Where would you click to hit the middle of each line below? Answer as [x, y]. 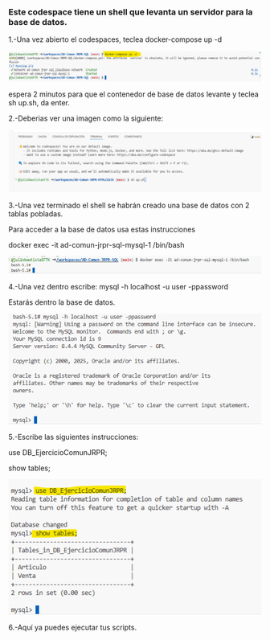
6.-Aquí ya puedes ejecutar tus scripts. [73, 628]
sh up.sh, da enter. [39, 102]
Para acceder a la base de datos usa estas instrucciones [102, 229]
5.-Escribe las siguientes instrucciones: [74, 437]
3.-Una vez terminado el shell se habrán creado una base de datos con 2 [129, 205]
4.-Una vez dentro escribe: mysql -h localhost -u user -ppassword [119, 286]
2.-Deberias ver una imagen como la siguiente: [86, 118]
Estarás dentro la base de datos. [62, 302]
